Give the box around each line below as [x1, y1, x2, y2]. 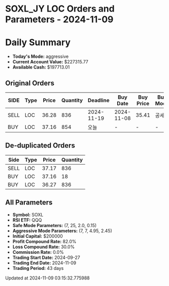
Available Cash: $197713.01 [12, 64, 70, 70]
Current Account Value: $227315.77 [12, 59, 89, 65]
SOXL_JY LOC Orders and [5, 3, 115, 15]
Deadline [88, 97, 110, 104]
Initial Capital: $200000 [12, 233, 63, 239]
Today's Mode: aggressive [12, 53, 69, 59]
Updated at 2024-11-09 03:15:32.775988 [5, 275, 90, 281]
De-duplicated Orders [5, 141, 75, 150]
